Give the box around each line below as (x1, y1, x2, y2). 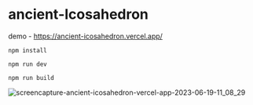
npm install (8, 46, 47, 54)
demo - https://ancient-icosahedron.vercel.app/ (8, 31, 163, 41)
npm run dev (8, 60, 47, 68)
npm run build (8, 74, 55, 81)
